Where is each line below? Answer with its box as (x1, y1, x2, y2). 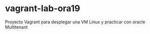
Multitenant (5, 24, 28, 30)
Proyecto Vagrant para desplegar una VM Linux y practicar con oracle (5, 19, 145, 25)
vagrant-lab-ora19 (5, 3, 80, 14)
